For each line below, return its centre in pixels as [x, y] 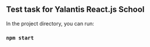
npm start [20, 38]
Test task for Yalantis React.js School [75, 10]
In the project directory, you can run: [50, 23]
